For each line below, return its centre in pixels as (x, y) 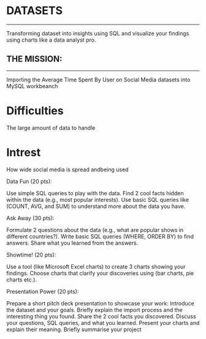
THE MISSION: (34, 59)
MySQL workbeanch (32, 86)
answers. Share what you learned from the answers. (72, 243)
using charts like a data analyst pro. (51, 40)
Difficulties (35, 110)
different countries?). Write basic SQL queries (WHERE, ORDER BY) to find (100, 236)
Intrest (24, 152)
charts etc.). (22, 280)
